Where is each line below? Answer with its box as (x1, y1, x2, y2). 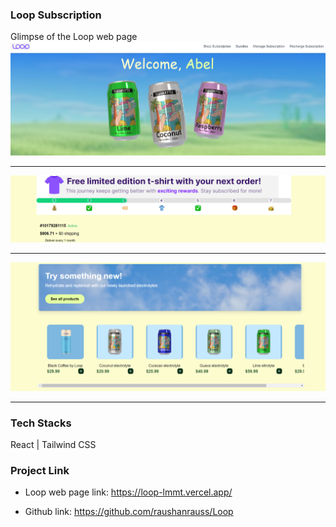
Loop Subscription (10, 8, 102, 22)
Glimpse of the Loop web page (10, 31, 138, 43)
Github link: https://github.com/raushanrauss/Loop (24, 506, 234, 518)
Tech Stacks (10, 416, 72, 430)
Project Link (10, 463, 70, 477)
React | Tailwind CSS (10, 438, 97, 450)
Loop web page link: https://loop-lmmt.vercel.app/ (24, 486, 233, 498)
